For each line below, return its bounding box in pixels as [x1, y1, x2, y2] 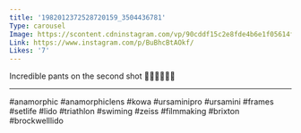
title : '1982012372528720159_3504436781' [9, 12, 167, 22]
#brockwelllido [9, 115, 64, 126]
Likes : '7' [9, 46, 50, 55]
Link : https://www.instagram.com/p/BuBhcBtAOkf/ [9, 37, 194, 47]
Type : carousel [9, 21, 66, 30]
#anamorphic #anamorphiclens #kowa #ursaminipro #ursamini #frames [9, 96, 275, 107]
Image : [9, 29, 34, 38]
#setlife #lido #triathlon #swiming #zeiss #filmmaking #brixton [9, 106, 240, 117]
